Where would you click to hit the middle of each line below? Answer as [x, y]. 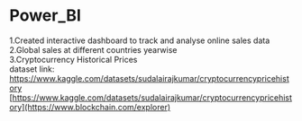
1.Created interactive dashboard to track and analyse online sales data [140, 40]
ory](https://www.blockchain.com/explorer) [90, 107]
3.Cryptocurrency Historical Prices [73, 59]
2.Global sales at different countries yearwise [93, 49]
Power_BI [45, 16]
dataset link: [32, 69]
